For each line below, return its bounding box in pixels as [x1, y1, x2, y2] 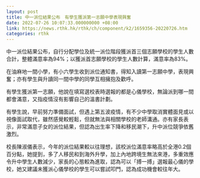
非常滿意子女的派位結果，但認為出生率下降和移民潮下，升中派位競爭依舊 [16, 123, 194, 130]
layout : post [6, 8, 39, 15]
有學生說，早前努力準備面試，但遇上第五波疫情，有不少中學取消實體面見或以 [6, 108, 194, 115]
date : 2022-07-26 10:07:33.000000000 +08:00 [6, 20, 118, 26]
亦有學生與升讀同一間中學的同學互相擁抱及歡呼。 [16, 76, 137, 83]
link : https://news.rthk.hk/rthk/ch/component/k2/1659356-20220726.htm [6, 25, 187, 32]
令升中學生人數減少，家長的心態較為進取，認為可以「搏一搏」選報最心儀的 [6, 158, 189, 165]
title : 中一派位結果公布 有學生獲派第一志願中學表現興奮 [6, 14, 132, 20]
